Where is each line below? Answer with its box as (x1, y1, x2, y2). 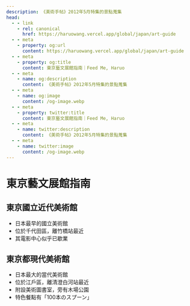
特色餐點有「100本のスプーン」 (14, 293, 93, 301)
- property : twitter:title (17, 110, 85, 116)
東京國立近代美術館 (6, 202, 78, 213)
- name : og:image (17, 93, 61, 99)
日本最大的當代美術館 (14, 271, 68, 278)
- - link (11, 20, 34, 26)
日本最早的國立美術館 (14, 219, 68, 226)
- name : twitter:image (17, 143, 74, 149)
